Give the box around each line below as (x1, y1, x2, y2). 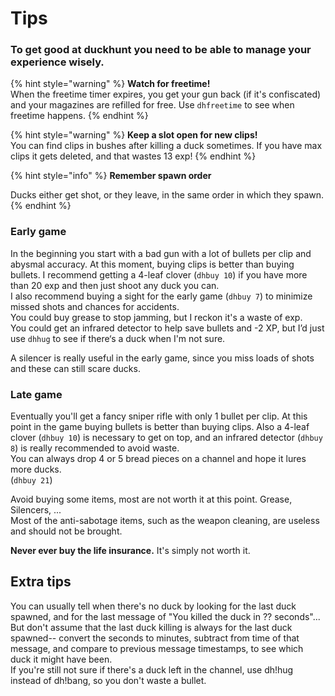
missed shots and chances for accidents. (10, 300, 180, 312)
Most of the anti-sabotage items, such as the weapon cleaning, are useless (10, 515, 320, 527)
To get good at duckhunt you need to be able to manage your (10, 43, 312, 57)
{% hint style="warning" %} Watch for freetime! (10, 78, 211, 90)
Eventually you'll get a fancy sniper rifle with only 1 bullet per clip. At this (10, 410, 308, 422)
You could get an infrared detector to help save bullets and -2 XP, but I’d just (10, 322, 325, 334)
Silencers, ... (10, 504, 62, 516)
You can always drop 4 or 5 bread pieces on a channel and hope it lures (10, 453, 307, 465)
